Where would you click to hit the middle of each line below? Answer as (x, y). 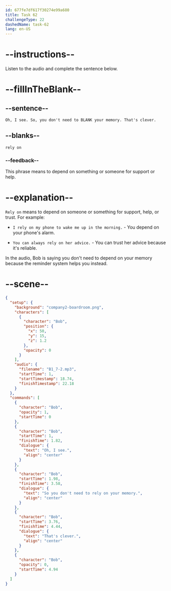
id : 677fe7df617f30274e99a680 (38, 10)
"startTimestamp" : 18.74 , (46, 379)
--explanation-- (39, 198)
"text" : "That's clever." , (52, 536)
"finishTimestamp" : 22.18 (46, 383)
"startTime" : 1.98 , (39, 479)
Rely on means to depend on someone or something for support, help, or (82, 212)
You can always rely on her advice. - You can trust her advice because (89, 243)
